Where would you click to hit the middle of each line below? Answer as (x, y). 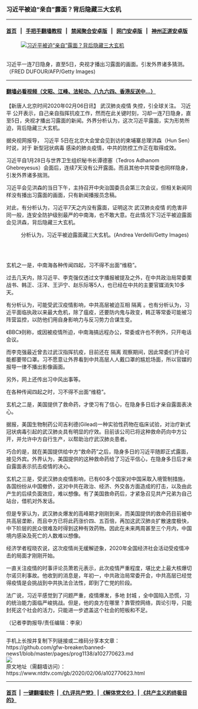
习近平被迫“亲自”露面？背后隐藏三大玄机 (64, 9)
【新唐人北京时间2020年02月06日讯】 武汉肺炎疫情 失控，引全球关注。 (93, 106)
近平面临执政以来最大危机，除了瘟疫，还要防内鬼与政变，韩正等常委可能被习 (99, 312)
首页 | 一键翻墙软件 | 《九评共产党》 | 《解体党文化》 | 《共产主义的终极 (94, 693)
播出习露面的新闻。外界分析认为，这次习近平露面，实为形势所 (115, 120)
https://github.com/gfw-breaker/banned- (56, 647)
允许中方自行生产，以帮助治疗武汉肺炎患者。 (76, 439)
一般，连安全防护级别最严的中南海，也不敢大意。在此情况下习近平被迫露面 (101, 215)
